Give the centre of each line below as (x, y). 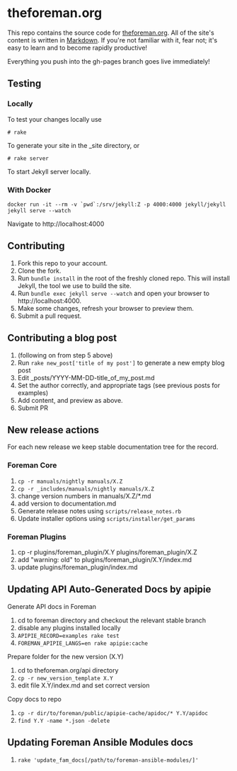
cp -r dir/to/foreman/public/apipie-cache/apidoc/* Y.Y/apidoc (113, 713)
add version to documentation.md (67, 503)
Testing (24, 84)
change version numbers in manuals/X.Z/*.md (84, 496)
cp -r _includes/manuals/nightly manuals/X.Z (86, 489)
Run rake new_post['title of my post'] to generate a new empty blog (121, 362)
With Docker (29, 190)
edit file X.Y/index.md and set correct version (83, 685)
